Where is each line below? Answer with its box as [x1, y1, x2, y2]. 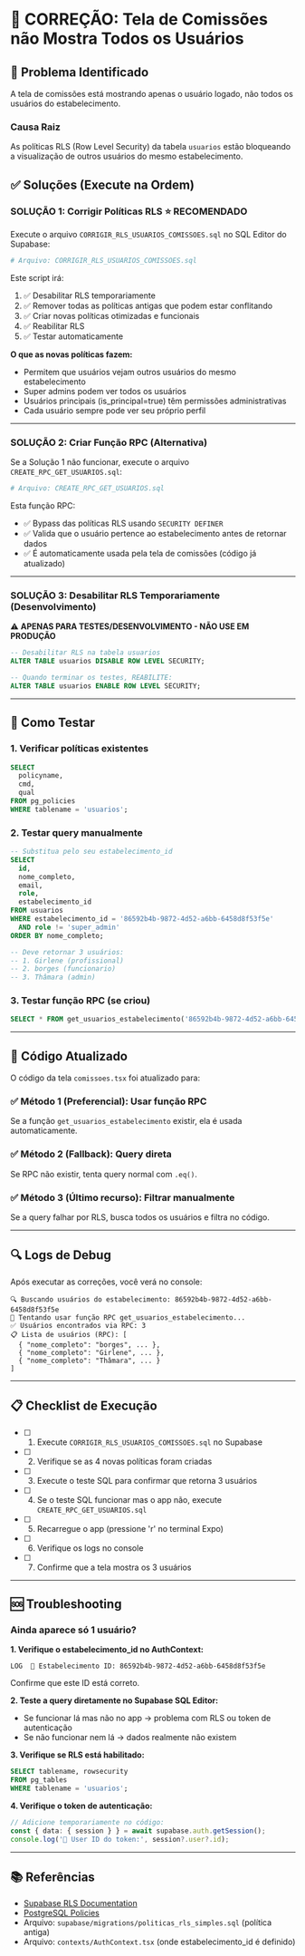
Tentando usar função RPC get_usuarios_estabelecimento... [18, 1312, 246, 1322]
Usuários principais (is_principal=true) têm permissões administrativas [23, 395, 287, 406]
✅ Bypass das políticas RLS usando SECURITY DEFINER [23, 518, 224, 529]
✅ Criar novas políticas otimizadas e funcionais [23, 310, 200, 321]
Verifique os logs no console [36, 1542, 144, 1554]
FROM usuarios [10, 906, 64, 915]
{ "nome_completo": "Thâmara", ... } [18, 1356, 161, 1365]
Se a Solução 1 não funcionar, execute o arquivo [10, 457, 189, 468]
